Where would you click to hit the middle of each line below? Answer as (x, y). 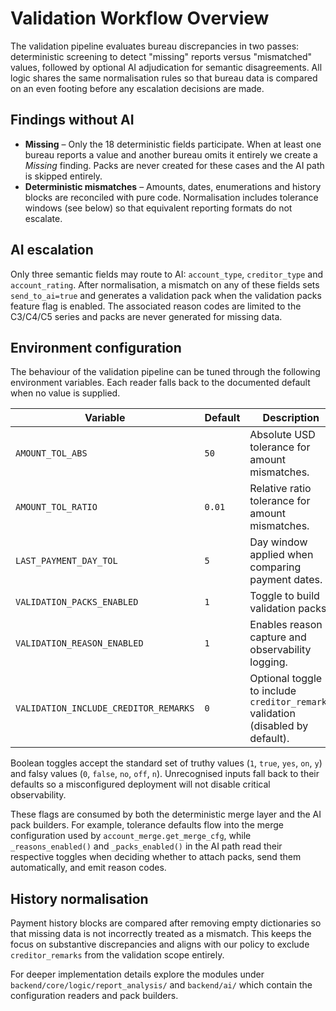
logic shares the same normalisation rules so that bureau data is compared (164, 78)
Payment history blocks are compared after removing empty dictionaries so (166, 923)
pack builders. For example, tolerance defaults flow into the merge (147, 825)
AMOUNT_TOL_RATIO (56, 507)
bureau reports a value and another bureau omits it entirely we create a (171, 154)
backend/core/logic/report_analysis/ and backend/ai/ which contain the (161, 985)
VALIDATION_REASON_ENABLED (79, 643)
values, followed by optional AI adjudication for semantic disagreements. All (166, 67)
